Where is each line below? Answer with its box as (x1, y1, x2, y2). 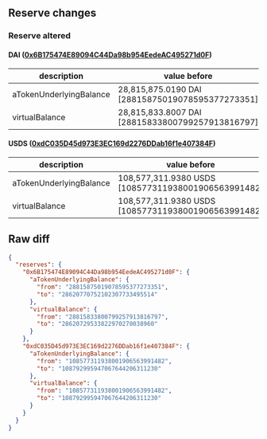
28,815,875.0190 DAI (118, 84, 202, 95)
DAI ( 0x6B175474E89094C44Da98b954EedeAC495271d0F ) (8, 49, 212, 59)
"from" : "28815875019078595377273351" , (37, 283, 169, 292)
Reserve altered (8, 30, 72, 41)
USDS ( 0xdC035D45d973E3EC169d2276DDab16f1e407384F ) (8, 139, 216, 148)
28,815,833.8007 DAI (118, 107, 202, 118)
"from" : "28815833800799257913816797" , (37, 312, 169, 321)
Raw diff (8, 233, 50, 246)
